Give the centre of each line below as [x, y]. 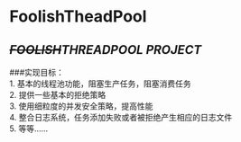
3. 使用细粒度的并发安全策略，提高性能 [81, 106]
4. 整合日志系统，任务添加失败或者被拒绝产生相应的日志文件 [121, 117]
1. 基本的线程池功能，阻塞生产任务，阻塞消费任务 [100, 84]
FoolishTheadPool [78, 17]
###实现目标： [37, 72]
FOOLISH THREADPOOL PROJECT [106, 50]
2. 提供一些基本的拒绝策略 [58, 95]
